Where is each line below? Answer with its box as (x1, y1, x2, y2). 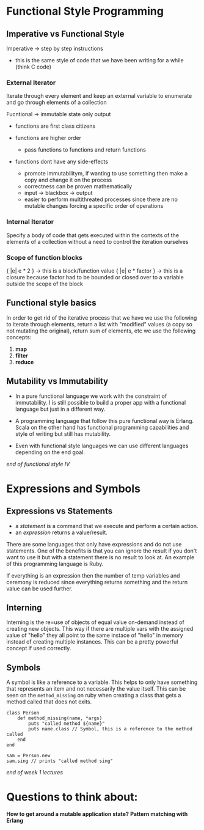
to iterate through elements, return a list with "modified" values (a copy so (6, 320, 192, 328)
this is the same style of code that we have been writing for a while (15, 57, 184, 64)
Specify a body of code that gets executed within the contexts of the (6, 231, 179, 239)
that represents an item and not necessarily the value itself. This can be (6, 685, 186, 692)
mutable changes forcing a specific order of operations (24, 202, 164, 210)
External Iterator (6, 78, 56, 87)
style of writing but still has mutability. (15, 430, 111, 438)
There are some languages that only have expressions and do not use (6, 540, 182, 548)
